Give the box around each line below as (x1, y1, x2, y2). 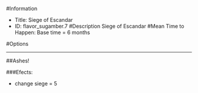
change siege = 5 (14, 80, 58, 87)
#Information (6, 5, 38, 12)
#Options (6, 41, 29, 47)
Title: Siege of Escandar (14, 16, 73, 23)
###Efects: (6, 69, 33, 75)
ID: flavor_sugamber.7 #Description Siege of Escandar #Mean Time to (14, 23, 184, 29)
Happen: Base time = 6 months (14, 29, 90, 36)
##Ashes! (6, 57, 29, 64)
